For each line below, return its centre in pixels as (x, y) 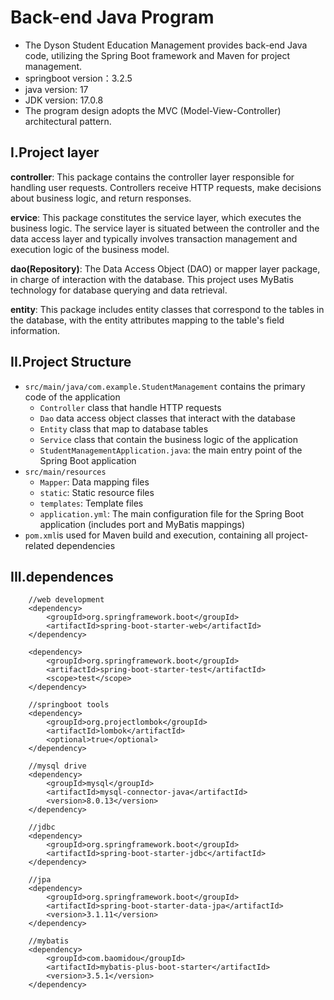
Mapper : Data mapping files (94, 482)
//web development (66, 600)
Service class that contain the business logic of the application (168, 439)
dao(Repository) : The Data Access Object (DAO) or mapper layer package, (165, 268)
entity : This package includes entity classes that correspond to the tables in (167, 309)
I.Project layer (55, 152)
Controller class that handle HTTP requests (130, 407)
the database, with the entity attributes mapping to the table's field (147, 320)
